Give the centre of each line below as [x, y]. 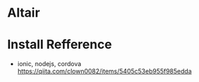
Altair [24, 13]
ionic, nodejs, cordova [49, 64]
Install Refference [60, 45]
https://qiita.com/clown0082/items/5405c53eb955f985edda [104, 72]
